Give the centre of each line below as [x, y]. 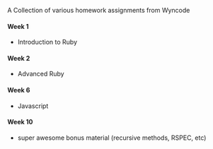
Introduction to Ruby [47, 42]
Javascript [33, 106]
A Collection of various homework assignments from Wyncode [99, 10]
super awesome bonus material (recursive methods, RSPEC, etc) [112, 138]
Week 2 [19, 58]
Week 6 [19, 90]
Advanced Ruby [41, 74]
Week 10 [20, 122]
